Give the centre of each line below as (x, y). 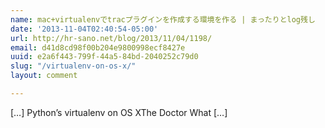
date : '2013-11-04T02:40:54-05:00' (84, 29)
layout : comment (44, 76)
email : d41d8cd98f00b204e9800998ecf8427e (98, 47)
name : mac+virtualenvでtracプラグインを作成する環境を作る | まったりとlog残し (163, 19)
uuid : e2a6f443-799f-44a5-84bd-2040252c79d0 (104, 57)
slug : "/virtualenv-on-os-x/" (73, 66)
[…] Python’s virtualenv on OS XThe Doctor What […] (119, 112)
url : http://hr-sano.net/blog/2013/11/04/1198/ (111, 38)
